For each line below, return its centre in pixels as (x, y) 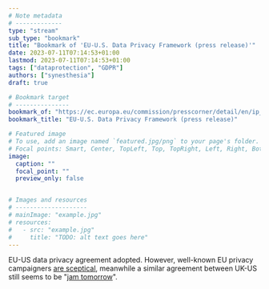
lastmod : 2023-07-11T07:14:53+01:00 (69, 61)
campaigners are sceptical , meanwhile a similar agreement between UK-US (133, 268)
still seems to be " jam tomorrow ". (63, 277)
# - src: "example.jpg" (51, 230)
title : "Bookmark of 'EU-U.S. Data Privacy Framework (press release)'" (132, 46)
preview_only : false (50, 179)
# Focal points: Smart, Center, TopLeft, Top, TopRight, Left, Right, (128, 149)
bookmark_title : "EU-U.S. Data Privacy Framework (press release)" (123, 120)
